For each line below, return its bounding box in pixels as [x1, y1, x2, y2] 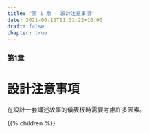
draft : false [7, 23, 45, 30]
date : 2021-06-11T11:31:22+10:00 [7, 17, 103, 23]
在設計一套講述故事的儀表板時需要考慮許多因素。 [7, 105, 146, 114]
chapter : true [7, 29, 48, 37]
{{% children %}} [7, 119, 56, 127]
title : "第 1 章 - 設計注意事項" [7, 10, 95, 17]
